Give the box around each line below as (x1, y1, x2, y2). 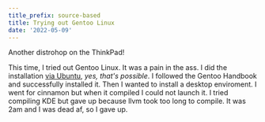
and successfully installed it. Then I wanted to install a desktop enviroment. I (8, 79, 257, 89)
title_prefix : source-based (8, 11, 101, 20)
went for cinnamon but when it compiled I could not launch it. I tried (8, 88, 229, 98)
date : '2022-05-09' (8, 26, 73, 34)
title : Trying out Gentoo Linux (8, 19, 115, 27)
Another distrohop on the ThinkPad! (8, 48, 125, 57)
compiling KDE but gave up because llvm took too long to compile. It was (8, 96, 247, 106)
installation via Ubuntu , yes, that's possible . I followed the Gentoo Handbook (8, 72, 257, 81)
